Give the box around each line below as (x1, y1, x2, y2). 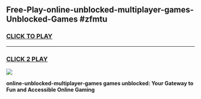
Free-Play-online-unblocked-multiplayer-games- (6, 5, 194, 15)
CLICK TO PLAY (6, 32, 53, 41)
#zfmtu (80, 14, 108, 25)
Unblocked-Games (6, 14, 78, 25)
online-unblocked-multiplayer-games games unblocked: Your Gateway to (6, 79, 194, 86)
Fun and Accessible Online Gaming (6, 86, 95, 93)
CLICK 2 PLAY (6, 55, 48, 63)
